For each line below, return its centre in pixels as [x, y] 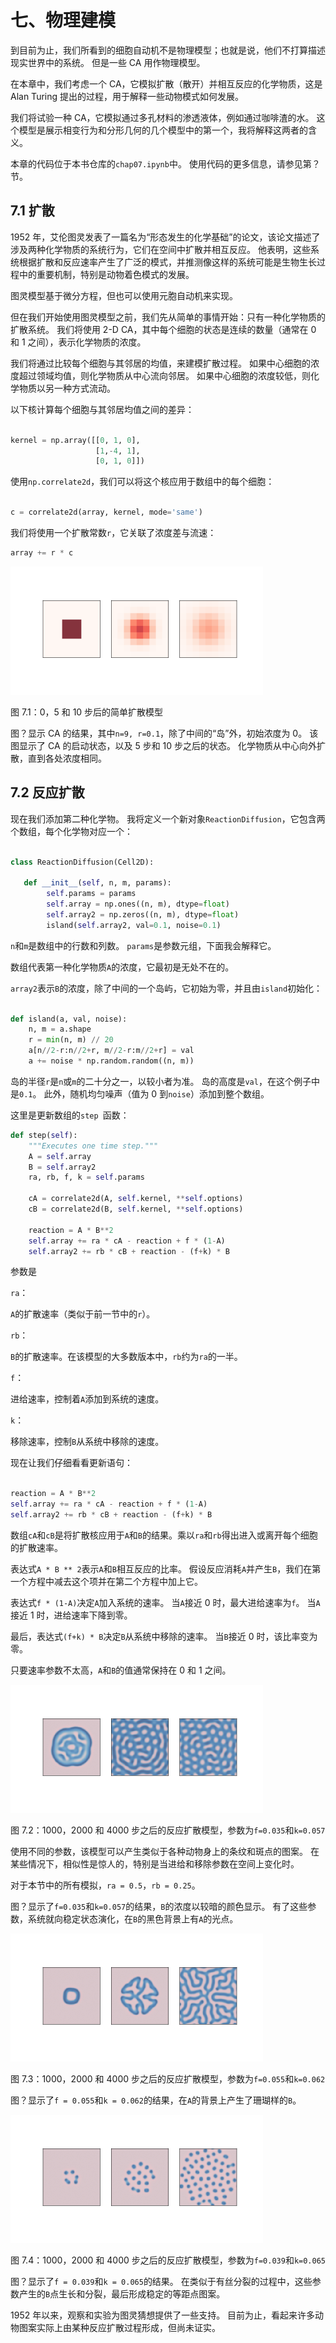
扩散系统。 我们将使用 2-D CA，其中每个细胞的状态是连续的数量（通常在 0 [163, 329]
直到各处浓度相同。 [67, 758]
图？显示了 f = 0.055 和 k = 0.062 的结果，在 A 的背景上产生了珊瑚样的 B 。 [156, 2100]
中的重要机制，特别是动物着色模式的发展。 [106, 274]
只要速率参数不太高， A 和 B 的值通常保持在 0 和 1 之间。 [121, 1670]
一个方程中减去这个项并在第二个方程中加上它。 [106, 1581]
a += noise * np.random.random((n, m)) [111, 1061]
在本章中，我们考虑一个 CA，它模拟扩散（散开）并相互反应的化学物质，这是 [166, 83]
